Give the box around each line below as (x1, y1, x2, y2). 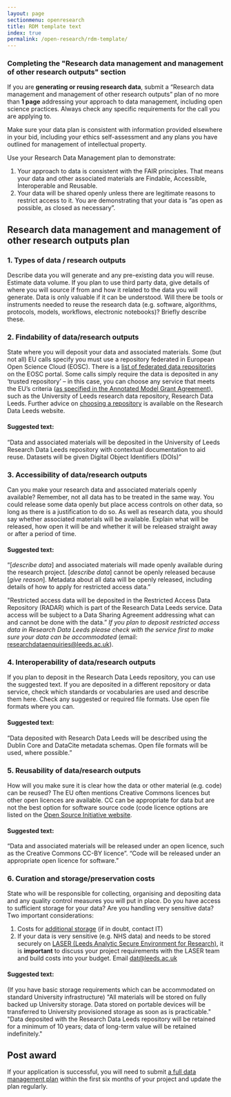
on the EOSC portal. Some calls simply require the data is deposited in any (7, 370, 219, 379)
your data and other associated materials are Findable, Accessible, (17, 174, 207, 183)
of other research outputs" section (7, 67, 126, 77)
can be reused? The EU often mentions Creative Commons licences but (7, 788, 210, 796)
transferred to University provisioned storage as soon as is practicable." (7, 1007, 212, 1015)
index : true (7, 29, 41, 37)
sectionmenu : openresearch (7, 17, 85, 23)
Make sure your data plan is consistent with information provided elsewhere (7, 126, 223, 134)
